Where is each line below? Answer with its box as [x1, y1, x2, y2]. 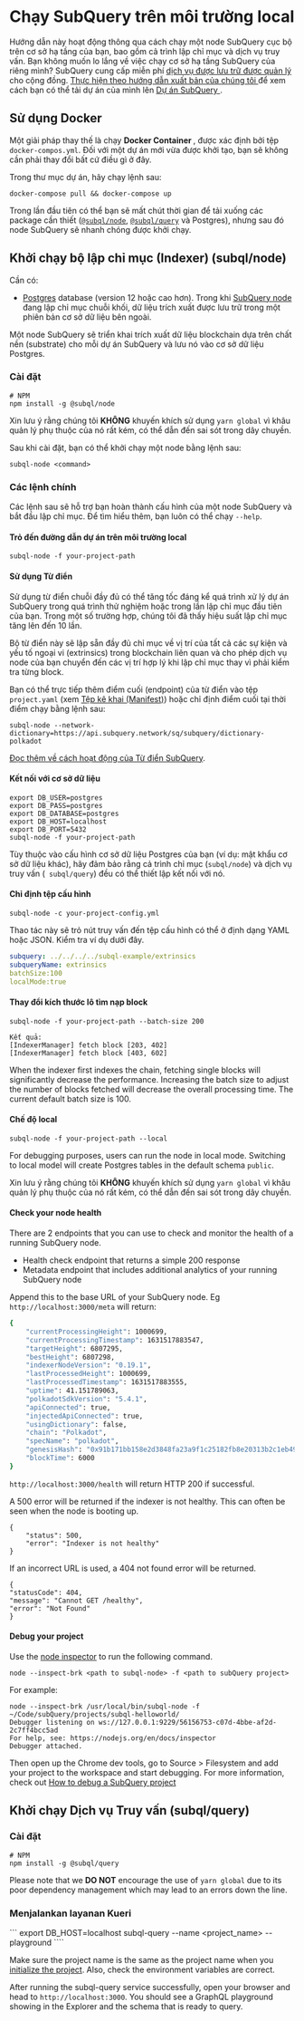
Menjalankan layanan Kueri [9, 1907, 132, 1920]
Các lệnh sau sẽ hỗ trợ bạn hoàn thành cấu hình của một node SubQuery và [9, 501, 292, 513]
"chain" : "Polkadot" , [25, 1429, 107, 1438]
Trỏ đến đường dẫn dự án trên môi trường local [9, 532, 187, 543]
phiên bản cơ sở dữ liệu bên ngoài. [22, 311, 152, 322]
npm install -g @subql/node [9, 399, 116, 409]
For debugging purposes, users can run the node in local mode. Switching [9, 1150, 287, 1160]
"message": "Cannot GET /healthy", [9, 1596, 144, 1605]
